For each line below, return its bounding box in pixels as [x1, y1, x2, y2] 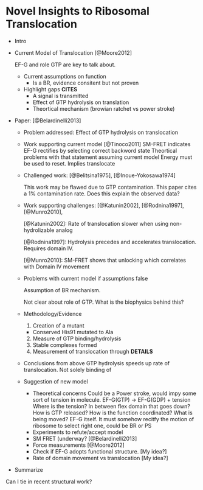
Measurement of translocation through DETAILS [32, 348, 153, 355]
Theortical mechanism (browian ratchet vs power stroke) [32, 105, 175, 112]
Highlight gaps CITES [23, 85, 78, 93]
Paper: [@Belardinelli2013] [14, 117, 81, 124]
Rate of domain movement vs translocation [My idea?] [32, 454, 168, 461]
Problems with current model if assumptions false [23, 275, 148, 282]
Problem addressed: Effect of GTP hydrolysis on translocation [23, 128, 179, 136]
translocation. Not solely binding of [23, 366, 112, 373]
